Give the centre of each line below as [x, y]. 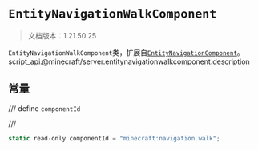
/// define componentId [44, 108]
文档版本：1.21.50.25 [62, 35]
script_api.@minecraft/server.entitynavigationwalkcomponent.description [129, 61]
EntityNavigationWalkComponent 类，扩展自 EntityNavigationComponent [123, 52]
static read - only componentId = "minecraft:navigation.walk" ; [114, 138]
